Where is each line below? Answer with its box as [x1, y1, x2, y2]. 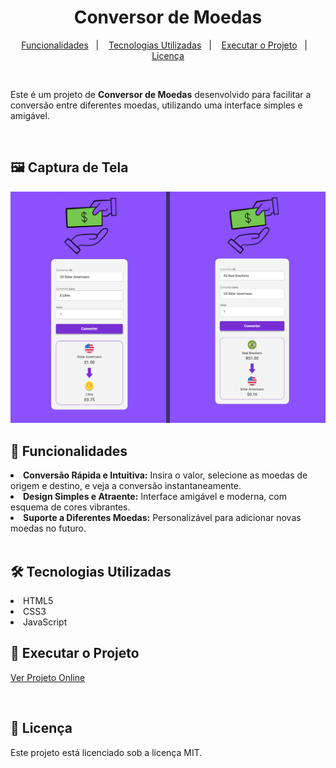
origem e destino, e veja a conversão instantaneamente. [10, 480, 242, 492]
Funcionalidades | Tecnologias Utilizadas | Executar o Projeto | [21, 39, 308, 51]
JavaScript [23, 616, 68, 628]
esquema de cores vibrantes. [10, 501, 131, 513]
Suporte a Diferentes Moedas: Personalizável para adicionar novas [23, 512, 302, 524]
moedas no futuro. [10, 522, 87, 535]
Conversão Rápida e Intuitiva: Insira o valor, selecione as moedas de [23, 469, 308, 481]
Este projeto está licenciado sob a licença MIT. [10, 746, 203, 758]
